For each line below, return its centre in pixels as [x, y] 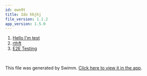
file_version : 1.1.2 [27, 19]
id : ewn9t [15, 10]
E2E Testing [25, 48]
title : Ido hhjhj [23, 14]
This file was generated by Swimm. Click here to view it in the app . [74, 68]
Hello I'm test [26, 38]
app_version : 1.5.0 [25, 24]
